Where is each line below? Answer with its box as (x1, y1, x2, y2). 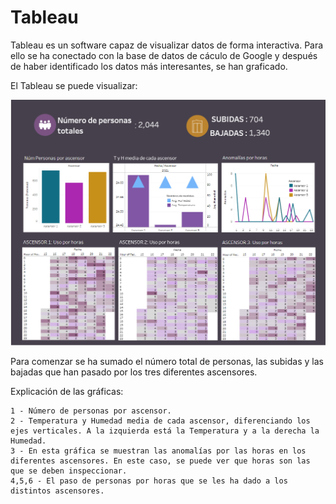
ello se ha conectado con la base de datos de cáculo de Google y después (10, 49, 318, 61)
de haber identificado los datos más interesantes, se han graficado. (10, 60, 288, 72)
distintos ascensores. (10, 486, 105, 496)
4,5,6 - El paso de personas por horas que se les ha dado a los (10, 476, 288, 486)
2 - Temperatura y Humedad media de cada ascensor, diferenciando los (10, 416, 311, 426)
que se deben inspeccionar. (10, 466, 128, 476)
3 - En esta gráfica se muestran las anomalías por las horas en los (10, 446, 307, 456)
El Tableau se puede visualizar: (10, 79, 138, 91)
